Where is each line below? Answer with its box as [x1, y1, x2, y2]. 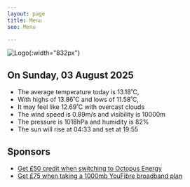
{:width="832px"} [29, 49, 81, 57]
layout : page [7, 10, 46, 18]
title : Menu [7, 17, 42, 24]
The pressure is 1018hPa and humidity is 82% [17, 117, 149, 127]
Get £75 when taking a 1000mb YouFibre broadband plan [17, 172, 183, 180]
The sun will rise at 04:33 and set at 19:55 [17, 125, 139, 134]
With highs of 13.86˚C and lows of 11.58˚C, [17, 96, 139, 104]
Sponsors [7, 146, 50, 157]
